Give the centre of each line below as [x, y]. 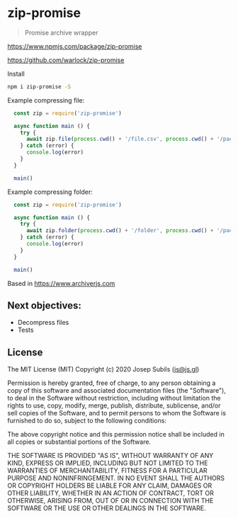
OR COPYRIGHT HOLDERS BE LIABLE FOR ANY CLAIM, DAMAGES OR [110, 485]
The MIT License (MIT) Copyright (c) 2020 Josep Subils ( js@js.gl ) [103, 369]
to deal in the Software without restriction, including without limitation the [114, 398]
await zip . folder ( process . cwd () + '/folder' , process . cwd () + [120, 231]
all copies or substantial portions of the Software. [79, 442]
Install [16, 74]
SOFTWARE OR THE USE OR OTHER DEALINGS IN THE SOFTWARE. [107, 508]
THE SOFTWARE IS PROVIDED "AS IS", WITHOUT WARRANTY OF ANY [110, 456]
